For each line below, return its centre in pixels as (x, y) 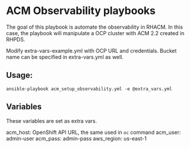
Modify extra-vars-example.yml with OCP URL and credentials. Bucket (91, 50)
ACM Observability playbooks (81, 11)
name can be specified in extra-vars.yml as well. (65, 57)
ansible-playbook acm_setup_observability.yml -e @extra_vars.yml (89, 89)
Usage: (20, 75)
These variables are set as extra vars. (51, 121)
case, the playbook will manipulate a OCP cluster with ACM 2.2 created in (95, 33)
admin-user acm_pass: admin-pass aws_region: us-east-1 (76, 138)
